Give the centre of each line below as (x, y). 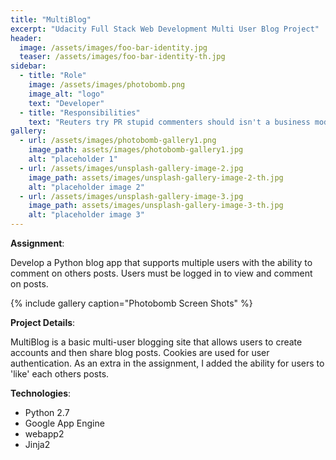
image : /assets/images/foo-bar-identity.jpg (113, 47)
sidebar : (28, 66)
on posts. (29, 284)
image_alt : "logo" (66, 94)
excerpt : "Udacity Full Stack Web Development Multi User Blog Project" (165, 29)
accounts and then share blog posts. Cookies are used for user (140, 352)
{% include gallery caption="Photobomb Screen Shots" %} (131, 303)
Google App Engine (64, 423)
